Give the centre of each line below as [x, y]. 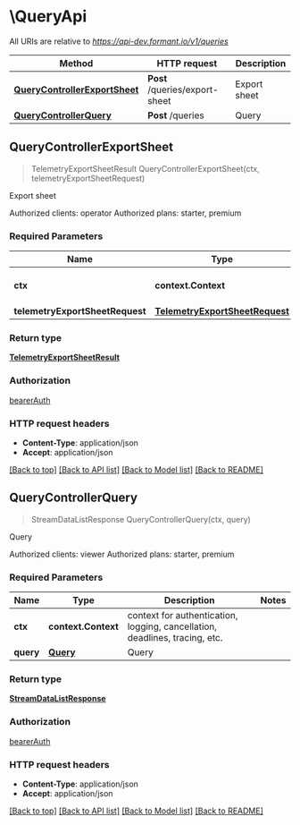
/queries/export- [183, 89]
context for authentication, [183, 616]
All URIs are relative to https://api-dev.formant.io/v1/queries [119, 41]
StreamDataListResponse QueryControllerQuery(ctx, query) [141, 519]
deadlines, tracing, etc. [175, 638]
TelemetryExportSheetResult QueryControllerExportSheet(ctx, [146, 168]
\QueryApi [48, 17]
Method [76, 63]
